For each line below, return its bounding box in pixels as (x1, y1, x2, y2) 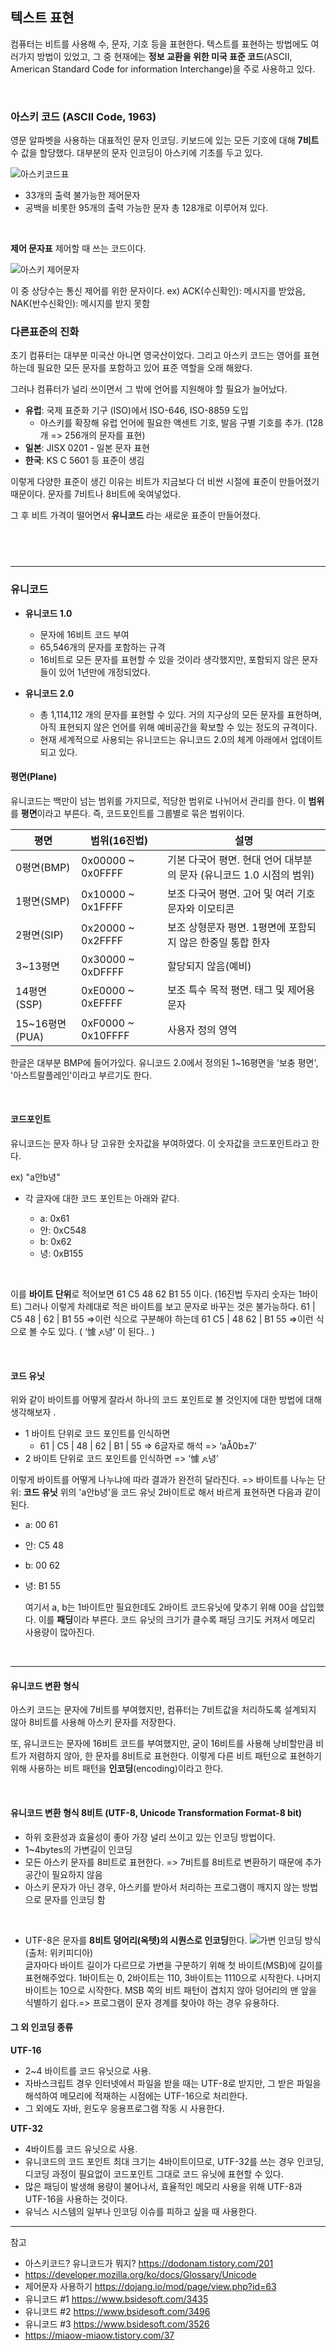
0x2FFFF (81, 933, 124, 947)
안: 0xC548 (39, 1224, 87, 1236)
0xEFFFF (81, 996, 123, 1010)
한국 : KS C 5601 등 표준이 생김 (24, 454, 145, 467)
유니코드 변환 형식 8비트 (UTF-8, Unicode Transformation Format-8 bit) (10, 1806, 303, 1818)
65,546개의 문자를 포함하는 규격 (39, 641, 166, 653)
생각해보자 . (10, 1406, 57, 1418)
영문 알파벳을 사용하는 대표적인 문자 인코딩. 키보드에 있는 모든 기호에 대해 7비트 (10, 134, 320, 147)
